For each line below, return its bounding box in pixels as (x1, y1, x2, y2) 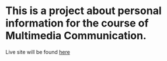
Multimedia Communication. (5, 29, 147, 42)
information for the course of (5, 16, 149, 30)
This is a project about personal (5, 4, 162, 18)
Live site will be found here (5, 48, 71, 55)
